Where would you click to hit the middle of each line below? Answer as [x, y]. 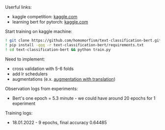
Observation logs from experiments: [41, 89]
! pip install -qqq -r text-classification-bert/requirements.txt [74, 45]
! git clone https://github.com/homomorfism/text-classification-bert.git [83, 40]
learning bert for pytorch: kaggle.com [50, 22]
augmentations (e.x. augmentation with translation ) [64, 79]
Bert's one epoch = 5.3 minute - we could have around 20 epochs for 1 [84, 98]
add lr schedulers [30, 74]
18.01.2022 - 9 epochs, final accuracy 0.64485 [59, 122]
